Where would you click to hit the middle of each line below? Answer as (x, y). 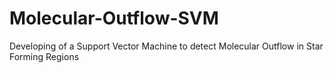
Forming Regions (44, 56)
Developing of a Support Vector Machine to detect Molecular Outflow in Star (166, 46)
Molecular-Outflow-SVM (114, 18)
